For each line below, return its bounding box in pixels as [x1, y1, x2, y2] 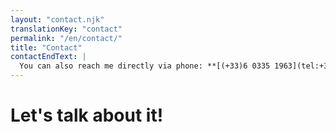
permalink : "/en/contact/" [10, 33, 123, 43]
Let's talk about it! [10, 104, 164, 127]
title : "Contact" [10, 42, 83, 53]
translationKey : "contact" [10, 24, 123, 34]
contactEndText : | [10, 52, 87, 62]
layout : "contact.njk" [10, 14, 105, 25]
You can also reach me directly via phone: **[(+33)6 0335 [19, 61, 271, 71]
